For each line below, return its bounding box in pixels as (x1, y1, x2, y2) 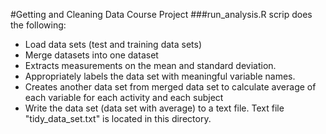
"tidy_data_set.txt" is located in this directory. (24, 113, 212, 124)
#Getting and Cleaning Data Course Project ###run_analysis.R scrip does (10, 9, 313, 20)
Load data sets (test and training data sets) (24, 39, 203, 50)
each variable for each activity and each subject (24, 92, 224, 103)
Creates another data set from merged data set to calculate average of (24, 81, 317, 93)
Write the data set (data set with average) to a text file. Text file (24, 102, 285, 114)
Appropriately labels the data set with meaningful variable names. (24, 70, 296, 82)
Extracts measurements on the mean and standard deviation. (24, 60, 277, 71)
